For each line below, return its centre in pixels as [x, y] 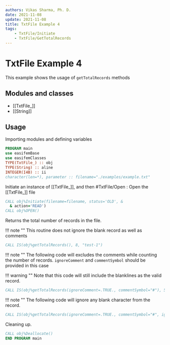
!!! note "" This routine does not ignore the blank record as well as [74, 230]
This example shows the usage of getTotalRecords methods [68, 77]
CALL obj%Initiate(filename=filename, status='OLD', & [64, 201]
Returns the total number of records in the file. [54, 221]
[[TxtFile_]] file [20, 192]
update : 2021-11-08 [26, 19]
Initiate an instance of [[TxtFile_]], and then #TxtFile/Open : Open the [77, 186]
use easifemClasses [26, 158]
